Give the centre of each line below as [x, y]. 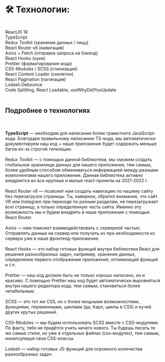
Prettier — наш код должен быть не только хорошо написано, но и [75, 275]
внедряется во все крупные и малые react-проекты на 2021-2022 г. [77, 180]
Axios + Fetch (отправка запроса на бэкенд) [52, 53]
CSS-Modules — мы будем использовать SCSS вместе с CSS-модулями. [82, 322]
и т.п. [11, 264]
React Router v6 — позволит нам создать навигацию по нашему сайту [79, 191]
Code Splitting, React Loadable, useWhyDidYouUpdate [61, 90]
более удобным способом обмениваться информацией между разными [82, 170]
